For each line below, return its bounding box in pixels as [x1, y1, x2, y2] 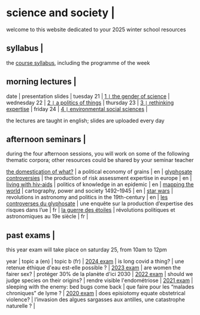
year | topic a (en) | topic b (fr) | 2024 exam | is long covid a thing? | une [6, 258, 184, 265]
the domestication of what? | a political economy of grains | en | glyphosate [6, 168, 193, 175]
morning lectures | [6, 77, 77, 87]
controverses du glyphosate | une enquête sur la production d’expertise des [6, 200, 193, 207]
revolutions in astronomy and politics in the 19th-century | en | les [6, 194, 168, 201]
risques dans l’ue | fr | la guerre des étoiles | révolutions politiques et [6, 206, 175, 214]
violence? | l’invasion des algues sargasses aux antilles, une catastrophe [6, 296, 186, 303]
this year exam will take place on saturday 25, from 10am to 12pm [6, 246, 168, 253]
